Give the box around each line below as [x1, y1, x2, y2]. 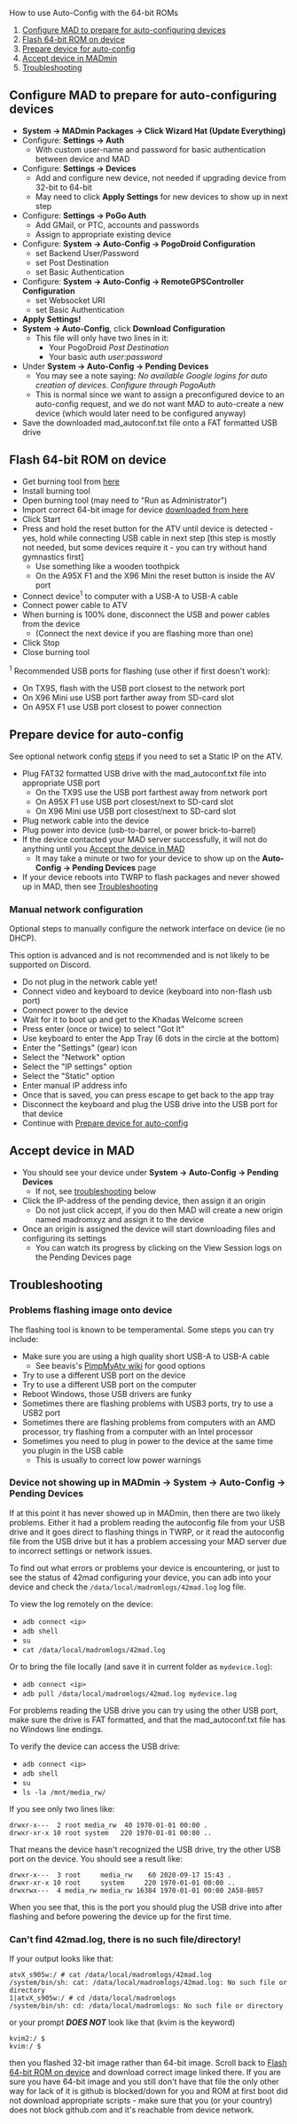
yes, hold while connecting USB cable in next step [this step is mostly [21, 532, 277, 543]
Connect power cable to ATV [21, 600, 128, 611]
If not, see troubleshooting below [35, 1185, 157, 1196]
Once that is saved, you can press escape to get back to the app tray [21, 1089, 275, 1100]
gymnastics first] [21, 551, 84, 562]
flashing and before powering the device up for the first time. [9, 1910, 232, 1922]
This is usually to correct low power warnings [35, 1454, 202, 1465]
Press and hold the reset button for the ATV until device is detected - [21, 523, 274, 534]
